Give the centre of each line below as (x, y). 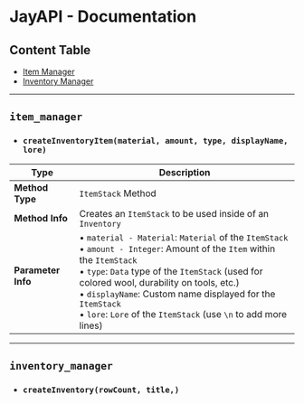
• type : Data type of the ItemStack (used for (171, 271)
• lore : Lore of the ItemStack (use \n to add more (183, 314)
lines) (91, 325)
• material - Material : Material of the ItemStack (184, 237)
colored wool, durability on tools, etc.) (159, 282)
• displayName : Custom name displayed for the (177, 294)
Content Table (50, 50)
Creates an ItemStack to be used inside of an (174, 213)
